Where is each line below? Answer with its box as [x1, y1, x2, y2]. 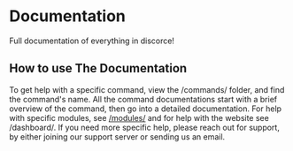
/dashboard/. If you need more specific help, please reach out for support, [9, 122, 281, 132]
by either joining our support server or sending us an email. [9, 131, 226, 142]
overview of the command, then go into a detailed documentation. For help [9, 103, 281, 114]
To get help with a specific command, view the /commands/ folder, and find [9, 84, 285, 94]
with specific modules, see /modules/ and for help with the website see [9, 112, 270, 123]
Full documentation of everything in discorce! [9, 35, 175, 46]
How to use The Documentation [9, 61, 188, 76]
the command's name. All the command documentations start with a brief [9, 94, 278, 104]
